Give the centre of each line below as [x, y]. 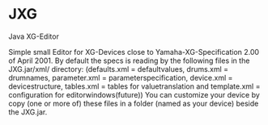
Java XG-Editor [34, 36]
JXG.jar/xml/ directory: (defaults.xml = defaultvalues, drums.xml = [119, 69]
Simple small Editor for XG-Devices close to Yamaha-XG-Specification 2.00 [134, 52]
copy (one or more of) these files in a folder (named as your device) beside [134, 103]
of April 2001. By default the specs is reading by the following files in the [129, 60]
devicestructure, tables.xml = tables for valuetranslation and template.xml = [134, 86]
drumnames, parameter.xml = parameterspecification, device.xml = [121, 77]
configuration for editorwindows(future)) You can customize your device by [134, 94]
